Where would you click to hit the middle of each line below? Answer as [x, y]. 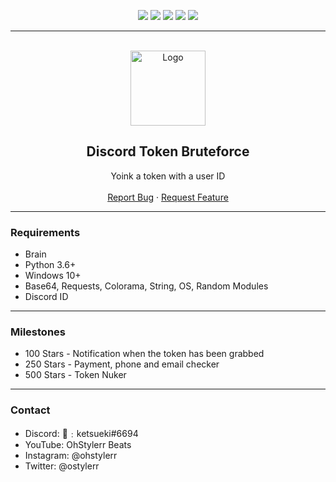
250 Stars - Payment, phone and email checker [122, 364]
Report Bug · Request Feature [168, 197]
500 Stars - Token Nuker [75, 375]
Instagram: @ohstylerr [71, 455]
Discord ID [46, 297]
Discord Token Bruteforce [168, 151]
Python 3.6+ [50, 265]
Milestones [38, 332]
